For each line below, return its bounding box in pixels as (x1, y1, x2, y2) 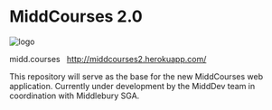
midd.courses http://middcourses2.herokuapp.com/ (9, 53, 207, 64)
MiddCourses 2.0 (9, 6, 143, 27)
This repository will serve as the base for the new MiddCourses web (9, 70, 264, 82)
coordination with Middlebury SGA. (9, 90, 140, 101)
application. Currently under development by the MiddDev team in (9, 80, 256, 91)
